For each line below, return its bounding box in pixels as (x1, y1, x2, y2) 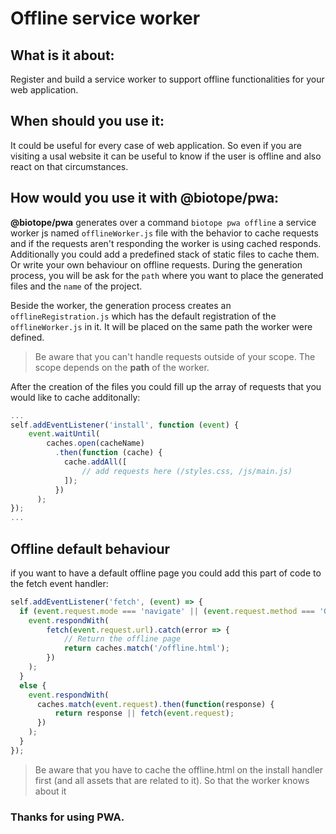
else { (19, 680, 47, 691)
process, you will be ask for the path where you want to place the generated (10, 269, 324, 281)
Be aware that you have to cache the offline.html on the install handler (34, 763, 324, 776)
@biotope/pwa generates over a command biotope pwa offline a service (10, 216, 317, 228)
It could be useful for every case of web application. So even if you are (10, 139, 302, 151)
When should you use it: (10, 113, 165, 130)
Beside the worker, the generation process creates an (10, 299, 232, 311)
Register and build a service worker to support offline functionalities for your (10, 73, 325, 85)
